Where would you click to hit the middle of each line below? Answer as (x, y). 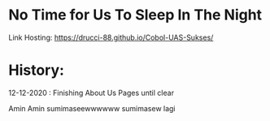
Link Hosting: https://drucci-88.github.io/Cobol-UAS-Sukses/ (111, 37)
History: (37, 70)
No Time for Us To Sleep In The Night (135, 15)
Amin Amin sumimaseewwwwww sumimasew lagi (92, 108)
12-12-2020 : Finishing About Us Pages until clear (91, 93)
